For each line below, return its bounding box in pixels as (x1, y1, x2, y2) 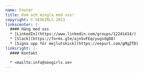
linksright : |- (5, 46, 38, 51)
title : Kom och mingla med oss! (5, 12, 74, 17)
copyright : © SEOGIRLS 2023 (5, 17, 66, 22)
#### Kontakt (10, 50, 38, 56)
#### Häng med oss (10, 27, 50, 32)
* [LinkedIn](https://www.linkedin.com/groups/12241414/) (10, 31, 137, 36)
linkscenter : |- (5, 22, 40, 27)
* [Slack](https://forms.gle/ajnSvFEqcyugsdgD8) (10, 36, 116, 42)
